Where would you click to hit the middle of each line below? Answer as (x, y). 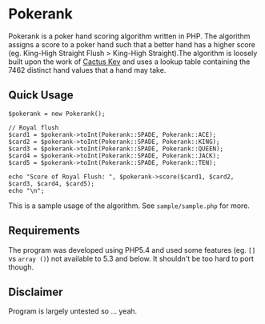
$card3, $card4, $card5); (51, 184)
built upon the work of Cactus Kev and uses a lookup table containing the (129, 62)
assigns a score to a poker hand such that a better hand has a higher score (132, 44)
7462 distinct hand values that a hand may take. (87, 70)
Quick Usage (41, 96)
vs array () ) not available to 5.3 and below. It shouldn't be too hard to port (131, 258)
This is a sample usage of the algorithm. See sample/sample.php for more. (129, 206)
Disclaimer (36, 292)
